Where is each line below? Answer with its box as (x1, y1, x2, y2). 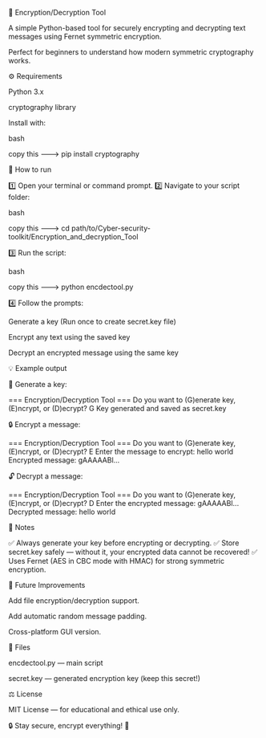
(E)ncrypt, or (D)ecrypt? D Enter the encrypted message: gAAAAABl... (8, 499, 240, 508)
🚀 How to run (8, 165, 52, 174)
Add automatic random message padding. (8, 611, 147, 621)
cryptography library (8, 103, 76, 112)
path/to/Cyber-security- (71, 223, 151, 233)
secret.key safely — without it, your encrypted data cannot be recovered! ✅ (8, 547, 258, 557)
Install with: (8, 118, 46, 128)
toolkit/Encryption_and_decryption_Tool (8, 232, 139, 241)
